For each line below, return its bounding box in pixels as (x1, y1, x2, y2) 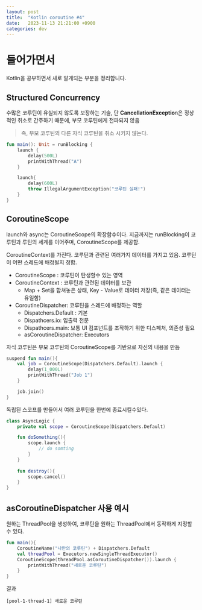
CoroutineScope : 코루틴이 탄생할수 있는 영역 (14, 271, 123, 278)
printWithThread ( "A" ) (28, 158, 83, 165)
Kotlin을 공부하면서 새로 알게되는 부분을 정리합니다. (6, 75, 127, 82)
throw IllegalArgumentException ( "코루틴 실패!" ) (28, 186, 146, 192)
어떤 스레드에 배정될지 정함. (12, 259, 77, 266)
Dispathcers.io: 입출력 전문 (24, 316, 89, 324)
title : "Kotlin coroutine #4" (6, 14, 85, 20)
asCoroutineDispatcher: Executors (24, 331, 110, 338)
